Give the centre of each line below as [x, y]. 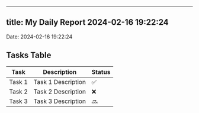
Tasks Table [29, 55]
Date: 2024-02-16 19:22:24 [39, 37]
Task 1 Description [60, 82]
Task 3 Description [60, 101]
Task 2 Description [60, 91]
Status [101, 72]
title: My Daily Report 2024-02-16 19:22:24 [87, 22]
